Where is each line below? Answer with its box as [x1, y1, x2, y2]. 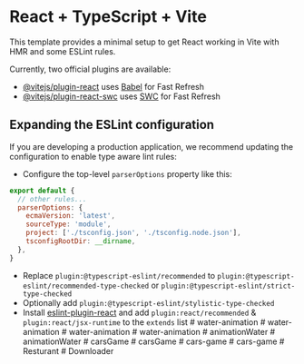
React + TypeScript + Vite [9, 6, 207, 27]
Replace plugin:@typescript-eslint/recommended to [22, 270, 216, 280]
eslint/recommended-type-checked [22, 281, 150, 290]
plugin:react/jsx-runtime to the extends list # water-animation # [22, 316, 266, 328]
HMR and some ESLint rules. [9, 45, 116, 56]
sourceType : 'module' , [25, 220, 112, 229]
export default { [9, 186, 75, 195]
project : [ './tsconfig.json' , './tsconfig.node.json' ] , [25, 229, 242, 238]
